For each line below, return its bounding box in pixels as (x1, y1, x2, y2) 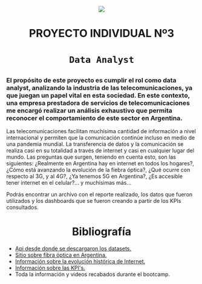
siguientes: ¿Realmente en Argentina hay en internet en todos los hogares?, (6, 160, 195, 167)
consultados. (6, 203, 39, 211)
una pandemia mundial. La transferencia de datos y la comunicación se (6, 140, 184, 148)
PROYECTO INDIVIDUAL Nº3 (29, 27, 174, 41)
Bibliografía (71, 225, 132, 239)
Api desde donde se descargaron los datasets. (15, 245, 132, 253)
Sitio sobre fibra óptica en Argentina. (15, 251, 107, 259)
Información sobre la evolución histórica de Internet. (15, 258, 146, 265)
